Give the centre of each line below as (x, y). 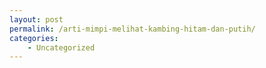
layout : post (36, 19)
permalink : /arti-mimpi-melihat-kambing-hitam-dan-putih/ (132, 29)
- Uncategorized (61, 47)
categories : (34, 38)
